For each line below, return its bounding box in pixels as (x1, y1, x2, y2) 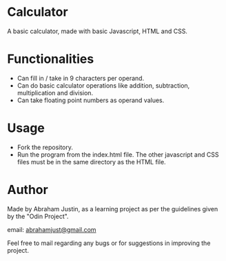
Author (7, 182, 48, 197)
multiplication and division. (17, 88, 94, 97)
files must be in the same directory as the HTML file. (17, 157, 167, 166)
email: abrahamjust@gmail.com (7, 225, 96, 233)
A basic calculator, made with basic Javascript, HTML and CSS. (7, 27, 188, 35)
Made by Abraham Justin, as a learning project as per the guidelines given (7, 204, 218, 213)
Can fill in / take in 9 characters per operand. (17, 74, 145, 82)
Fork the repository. (17, 143, 74, 151)
